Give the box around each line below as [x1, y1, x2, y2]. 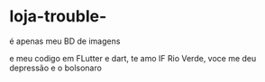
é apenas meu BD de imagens [9, 36, 121, 46]
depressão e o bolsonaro [9, 62, 102, 73]
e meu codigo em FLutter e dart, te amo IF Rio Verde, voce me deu [9, 53, 257, 63]
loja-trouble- [9, 6, 107, 27]
